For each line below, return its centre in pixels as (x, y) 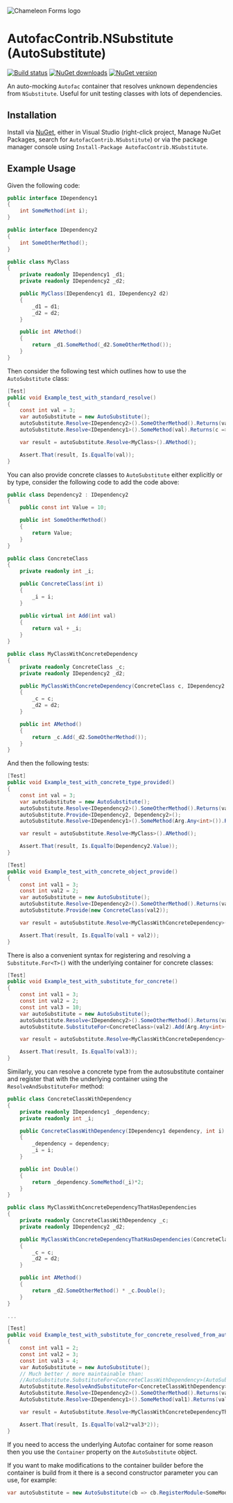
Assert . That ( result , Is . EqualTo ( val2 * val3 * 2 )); (89, 1425)
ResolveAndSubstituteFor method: (55, 1087)
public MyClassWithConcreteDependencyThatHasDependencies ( (107, 1239)
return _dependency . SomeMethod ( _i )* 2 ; (88, 1182)
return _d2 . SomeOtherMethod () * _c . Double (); (99, 1291)
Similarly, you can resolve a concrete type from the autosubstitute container (115, 1071)
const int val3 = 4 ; (49, 1361)
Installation (32, 116)
